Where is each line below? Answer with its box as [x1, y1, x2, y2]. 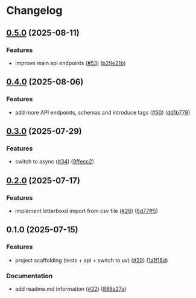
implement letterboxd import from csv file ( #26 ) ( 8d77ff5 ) [14, 207, 159, 214]
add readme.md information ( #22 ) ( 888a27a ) [14, 285, 127, 293]
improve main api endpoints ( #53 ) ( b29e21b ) [14, 59, 126, 66]
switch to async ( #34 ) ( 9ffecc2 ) [14, 158, 95, 165]
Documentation [6, 271, 53, 280]
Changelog [6, 4, 63, 17]
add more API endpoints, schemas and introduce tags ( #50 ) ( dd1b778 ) [14, 109, 191, 116]
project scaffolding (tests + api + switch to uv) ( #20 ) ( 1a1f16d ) [14, 256, 168, 264]
